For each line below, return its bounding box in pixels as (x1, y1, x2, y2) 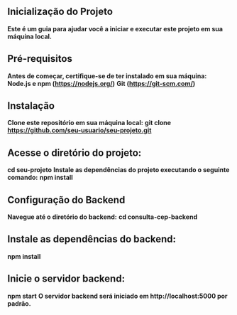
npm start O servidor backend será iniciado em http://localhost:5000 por (7, 292, 228, 300)
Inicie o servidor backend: (7, 273, 126, 285)
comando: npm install (7, 173, 73, 182)
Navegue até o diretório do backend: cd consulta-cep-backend (7, 213, 197, 221)
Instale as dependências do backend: (7, 233, 176, 245)
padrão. (7, 299, 31, 308)
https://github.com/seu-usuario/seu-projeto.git (7, 126, 152, 134)
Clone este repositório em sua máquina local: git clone (7, 119, 172, 127)
